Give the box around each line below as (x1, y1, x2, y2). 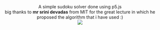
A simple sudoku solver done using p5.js (38, 4, 122, 9)
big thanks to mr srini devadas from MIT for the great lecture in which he (4, 9, 155, 15)
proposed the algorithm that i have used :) (36, 14, 123, 20)
